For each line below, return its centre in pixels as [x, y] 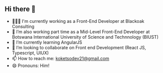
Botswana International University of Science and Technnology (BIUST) [85, 37]
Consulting [23, 26]
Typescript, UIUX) [30, 53]
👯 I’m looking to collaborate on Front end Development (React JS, [79, 47]
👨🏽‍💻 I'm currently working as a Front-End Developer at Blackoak [78, 21]
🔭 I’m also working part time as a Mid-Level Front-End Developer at [81, 32]
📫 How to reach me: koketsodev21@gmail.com [61, 58]
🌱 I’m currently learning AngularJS [47, 42]
